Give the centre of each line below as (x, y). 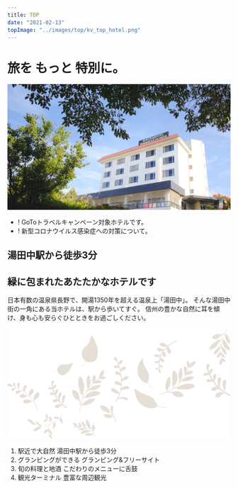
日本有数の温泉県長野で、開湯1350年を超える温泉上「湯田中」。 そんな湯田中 (119, 300)
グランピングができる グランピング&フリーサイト (89, 460)
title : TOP (23, 15)
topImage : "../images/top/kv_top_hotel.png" (74, 30)
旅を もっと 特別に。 (66, 68)
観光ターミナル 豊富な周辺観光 (62, 477)
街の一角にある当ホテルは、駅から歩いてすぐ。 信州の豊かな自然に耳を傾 (114, 309)
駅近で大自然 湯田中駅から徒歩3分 (67, 450)
